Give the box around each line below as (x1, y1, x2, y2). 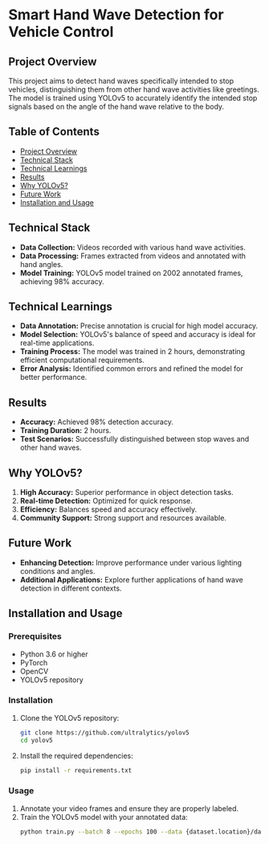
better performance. (19, 373, 88, 382)
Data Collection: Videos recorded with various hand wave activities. (19, 242, 247, 252)
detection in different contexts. (19, 583, 122, 593)
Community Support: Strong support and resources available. (19, 513, 227, 523)
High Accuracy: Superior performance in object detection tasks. (19, 488, 234, 497)
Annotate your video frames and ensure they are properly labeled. (19, 803, 239, 813)
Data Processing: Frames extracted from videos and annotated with (19, 251, 247, 261)
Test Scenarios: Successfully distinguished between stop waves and (19, 434, 250, 444)
